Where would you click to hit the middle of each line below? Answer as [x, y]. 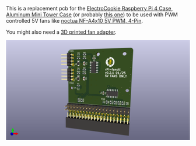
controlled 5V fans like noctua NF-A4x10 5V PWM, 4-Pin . [75, 21]
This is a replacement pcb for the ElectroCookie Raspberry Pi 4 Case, [90, 8]
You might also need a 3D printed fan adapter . [61, 32]
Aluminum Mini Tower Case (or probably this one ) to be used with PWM [92, 15]
